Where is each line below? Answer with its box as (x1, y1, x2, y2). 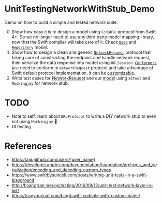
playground (11, 177, 35, 183)
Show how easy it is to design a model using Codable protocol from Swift (11, 29, 156, 34)
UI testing (11, 124, 31, 129)
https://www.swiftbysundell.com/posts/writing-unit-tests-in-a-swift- (11, 172, 148, 178)
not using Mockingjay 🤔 (11, 118, 58, 124)
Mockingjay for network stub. (11, 80, 69, 86)
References (4, 141, 52, 152)
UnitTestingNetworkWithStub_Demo (4, 3, 155, 15)
